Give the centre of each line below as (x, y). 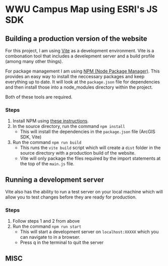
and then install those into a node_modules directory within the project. (79, 87)
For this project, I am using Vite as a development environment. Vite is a (80, 51)
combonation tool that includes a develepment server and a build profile (80, 56)
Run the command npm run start (47, 226)
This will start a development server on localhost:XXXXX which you (89, 232)
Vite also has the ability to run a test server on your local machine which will (84, 192)
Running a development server (55, 180)
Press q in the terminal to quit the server (62, 242)
